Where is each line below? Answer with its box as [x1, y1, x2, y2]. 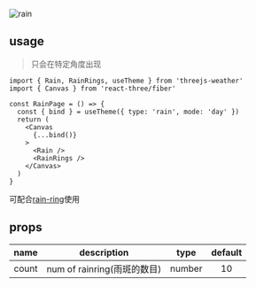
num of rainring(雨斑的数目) [46, 262, 162, 275]
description [79, 246, 129, 259]
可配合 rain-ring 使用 [9, 193, 80, 204]
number [169, 262, 203, 275]
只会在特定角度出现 [30, 58, 102, 69]
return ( [17, 115, 50, 124]
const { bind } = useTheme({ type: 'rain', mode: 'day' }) [17, 107, 240, 116]
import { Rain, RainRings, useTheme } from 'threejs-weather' [9, 76, 244, 85]
